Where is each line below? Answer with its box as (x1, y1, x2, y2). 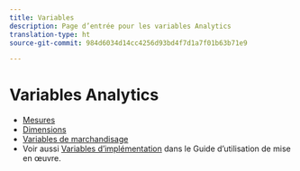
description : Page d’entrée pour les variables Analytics (9, 22, 232, 31)
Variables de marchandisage (22, 134, 129, 145)
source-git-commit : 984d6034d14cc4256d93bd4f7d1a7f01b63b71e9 (9, 38, 248, 48)
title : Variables (9, 13, 75, 22)
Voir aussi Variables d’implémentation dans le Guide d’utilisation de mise (22, 143, 291, 154)
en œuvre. (22, 153, 61, 164)
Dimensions (22, 124, 67, 135)
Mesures (22, 114, 56, 126)
